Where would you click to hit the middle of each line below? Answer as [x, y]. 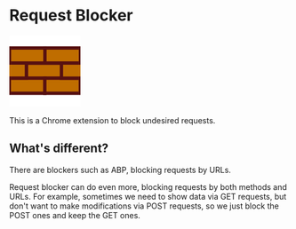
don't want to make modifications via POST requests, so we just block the [144, 206]
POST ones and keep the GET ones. [75, 215]
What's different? [59, 149]
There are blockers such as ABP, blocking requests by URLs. [120, 170]
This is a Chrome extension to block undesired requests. [112, 120]
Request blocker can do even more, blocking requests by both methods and [148, 186]
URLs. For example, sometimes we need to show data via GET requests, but [148, 196]
